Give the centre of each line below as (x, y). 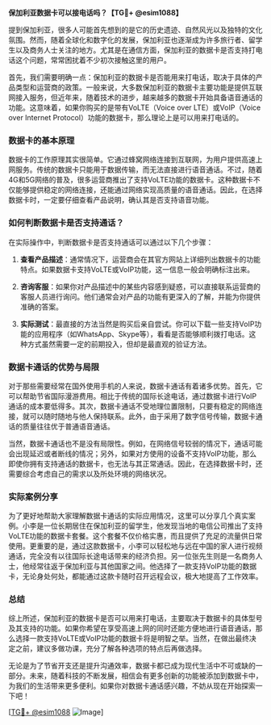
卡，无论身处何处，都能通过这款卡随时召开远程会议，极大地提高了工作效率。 (135, 576)
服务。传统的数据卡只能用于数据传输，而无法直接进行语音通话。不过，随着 (139, 170)
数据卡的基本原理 (42, 140)
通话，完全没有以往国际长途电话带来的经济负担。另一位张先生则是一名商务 (132, 556)
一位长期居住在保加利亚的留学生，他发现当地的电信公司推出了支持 (153, 526)
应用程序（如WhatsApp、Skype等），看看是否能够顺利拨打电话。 (142, 333)
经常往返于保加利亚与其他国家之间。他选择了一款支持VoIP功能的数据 (143, 566)
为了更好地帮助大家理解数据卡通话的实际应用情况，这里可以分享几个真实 (128, 516)
